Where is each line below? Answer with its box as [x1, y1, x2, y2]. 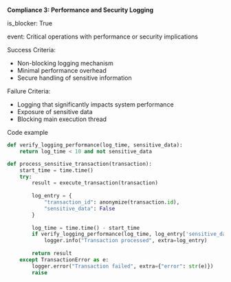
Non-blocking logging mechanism [16, 59, 113, 67]
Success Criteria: [7, 46, 56, 54]
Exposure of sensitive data [16, 108, 93, 116]
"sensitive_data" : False [43, 205, 115, 212]
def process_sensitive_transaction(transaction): [7, 160, 153, 167]
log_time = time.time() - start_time [32, 224, 140, 231]
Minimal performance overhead [16, 67, 107, 74]
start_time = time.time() [19, 166, 94, 174]
